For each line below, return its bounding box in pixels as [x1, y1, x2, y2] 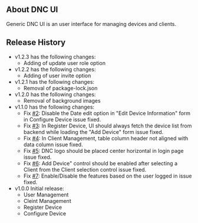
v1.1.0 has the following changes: [14, 103, 95, 110]
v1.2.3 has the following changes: [14, 53, 96, 60]
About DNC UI [6, 5, 58, 15]
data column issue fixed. [23, 141, 84, 148]
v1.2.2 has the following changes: [14, 65, 96, 73]
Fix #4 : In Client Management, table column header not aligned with [23, 135, 189, 142]
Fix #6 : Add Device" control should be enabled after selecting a [23, 159, 178, 167]
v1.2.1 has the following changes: [14, 78, 95, 85]
